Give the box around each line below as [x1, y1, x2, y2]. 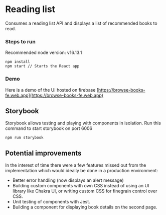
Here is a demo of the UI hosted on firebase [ [5, 87, 99, 93]
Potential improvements [5, 149, 82, 157]
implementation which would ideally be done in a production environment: [5, 168, 158, 174]
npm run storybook [5, 135, 44, 140]
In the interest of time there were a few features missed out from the [5, 162, 146, 168]
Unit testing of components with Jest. [12, 199, 90, 205]
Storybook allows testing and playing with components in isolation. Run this [5, 120, 161, 126]
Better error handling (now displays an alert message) [12, 177, 124, 183]
